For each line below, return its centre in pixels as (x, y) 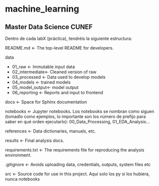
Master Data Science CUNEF (49, 27)
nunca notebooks (23, 179)
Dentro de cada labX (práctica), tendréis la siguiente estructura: (69, 38)
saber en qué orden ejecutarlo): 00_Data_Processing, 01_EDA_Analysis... (78, 122)
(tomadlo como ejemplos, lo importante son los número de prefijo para (76, 117)
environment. (18, 155)
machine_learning (42, 9)
